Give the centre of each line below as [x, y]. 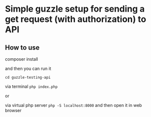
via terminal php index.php [31, 86]
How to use [22, 47]
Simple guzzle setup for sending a [75, 9]
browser [13, 110]
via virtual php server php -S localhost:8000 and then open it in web [74, 105]
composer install [22, 59]
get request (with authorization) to [76, 19]
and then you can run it [28, 68]
